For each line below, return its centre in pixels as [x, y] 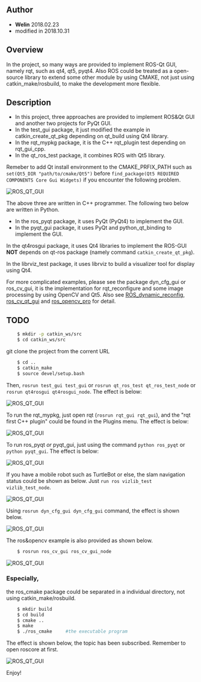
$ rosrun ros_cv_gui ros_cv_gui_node [64, 551]
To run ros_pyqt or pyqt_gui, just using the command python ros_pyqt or [96, 444]
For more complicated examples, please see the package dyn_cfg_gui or [96, 282]
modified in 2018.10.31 [42, 31]
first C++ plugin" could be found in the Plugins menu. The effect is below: [97, 421]
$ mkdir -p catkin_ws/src [50, 334]
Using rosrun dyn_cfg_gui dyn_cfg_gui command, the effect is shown [93, 510]
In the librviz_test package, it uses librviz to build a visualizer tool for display [100, 264]
